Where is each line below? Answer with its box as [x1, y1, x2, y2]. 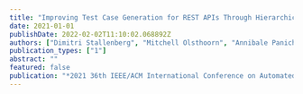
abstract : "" [9, 55, 59, 64]
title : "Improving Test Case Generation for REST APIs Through [9, 13, 252, 22]
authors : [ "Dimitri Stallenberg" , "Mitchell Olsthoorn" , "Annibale [9, 38, 269, 47]
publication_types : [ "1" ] [9, 47, 106, 56]
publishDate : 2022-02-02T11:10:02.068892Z [9, 30, 171, 38]
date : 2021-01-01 [9, 21, 75, 30]
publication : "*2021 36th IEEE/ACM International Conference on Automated [9, 72, 297, 81]
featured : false [9, 64, 70, 73]
